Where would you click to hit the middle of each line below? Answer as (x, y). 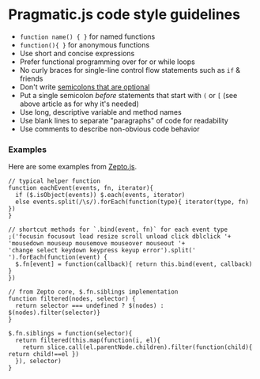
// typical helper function (55, 181)
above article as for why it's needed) (79, 104)
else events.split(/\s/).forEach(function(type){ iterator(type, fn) (132, 202)
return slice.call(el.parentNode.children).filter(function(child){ (138, 347)
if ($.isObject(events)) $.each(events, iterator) (100, 195)
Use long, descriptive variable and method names (100, 112)
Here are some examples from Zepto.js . (72, 167)
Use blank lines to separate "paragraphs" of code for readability (124, 120)
